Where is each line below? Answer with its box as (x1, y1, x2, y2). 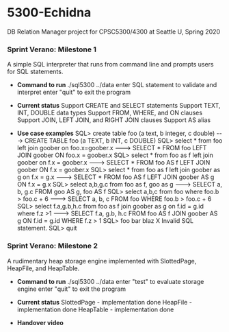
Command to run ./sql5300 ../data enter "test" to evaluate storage (16, 277, 204, 285)
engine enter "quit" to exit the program (16, 285, 126, 293)
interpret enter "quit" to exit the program (16, 88, 131, 97)
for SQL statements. (7, 67, 64, 76)
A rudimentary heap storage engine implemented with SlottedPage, (7, 257, 197, 265)
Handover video (16, 318, 64, 327)
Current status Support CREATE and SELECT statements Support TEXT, (16, 102, 221, 110)
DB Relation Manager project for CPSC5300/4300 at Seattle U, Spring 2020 (7, 27, 221, 36)
